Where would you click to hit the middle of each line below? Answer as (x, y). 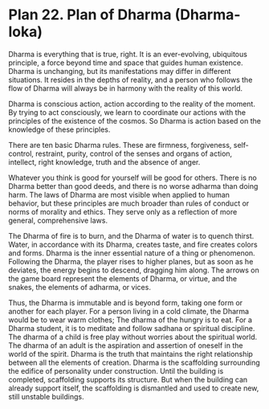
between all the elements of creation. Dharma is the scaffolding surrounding (134, 362)
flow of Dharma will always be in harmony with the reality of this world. (126, 88)
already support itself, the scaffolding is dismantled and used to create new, (134, 388)
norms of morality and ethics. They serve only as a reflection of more (123, 211)
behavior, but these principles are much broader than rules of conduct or (129, 203)
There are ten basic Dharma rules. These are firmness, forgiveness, (120, 145)
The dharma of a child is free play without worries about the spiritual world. (133, 337)
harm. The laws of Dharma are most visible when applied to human (119, 194)
